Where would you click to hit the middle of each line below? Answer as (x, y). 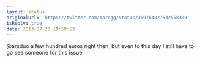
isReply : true (24, 23)
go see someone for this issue (44, 53)
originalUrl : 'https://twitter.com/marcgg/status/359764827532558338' (98, 18)
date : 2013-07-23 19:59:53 (41, 29)
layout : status (26, 12)
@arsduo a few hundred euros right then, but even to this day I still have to (100, 46)
